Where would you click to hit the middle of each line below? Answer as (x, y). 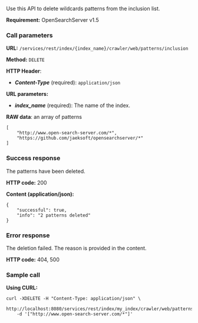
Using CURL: (22, 288)
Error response (28, 235)
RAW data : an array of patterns (44, 117)
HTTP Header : (24, 71)
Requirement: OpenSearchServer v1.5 (52, 20)
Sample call (23, 274)
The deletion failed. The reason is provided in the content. (76, 248)
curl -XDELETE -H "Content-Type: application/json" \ (74, 299)
